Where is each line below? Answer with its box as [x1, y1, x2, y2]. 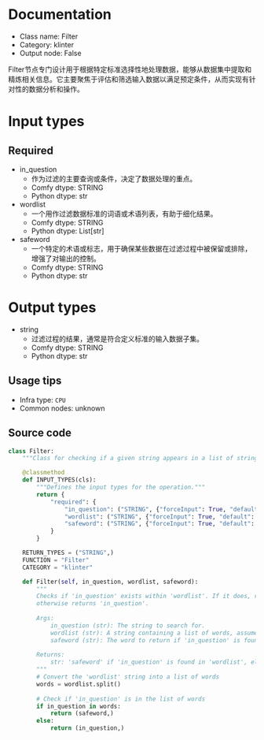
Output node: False [19, 48, 82, 58]
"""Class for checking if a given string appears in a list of [22, 455, 234, 463]
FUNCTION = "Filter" [22, 556, 90, 564]
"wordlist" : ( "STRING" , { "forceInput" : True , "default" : [64, 512, 255, 521]
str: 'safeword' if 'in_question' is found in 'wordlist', [49, 658, 247, 667]
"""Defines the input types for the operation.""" [36, 483, 206, 491]
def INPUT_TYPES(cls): [22, 476, 97, 484]
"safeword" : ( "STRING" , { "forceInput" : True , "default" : [64, 520, 255, 528]
